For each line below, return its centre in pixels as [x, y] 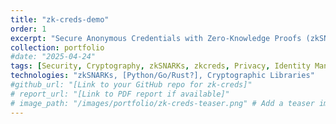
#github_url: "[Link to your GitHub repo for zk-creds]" [131, 85]
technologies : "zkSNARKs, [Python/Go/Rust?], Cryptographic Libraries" [162, 76]
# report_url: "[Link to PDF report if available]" [120, 94]
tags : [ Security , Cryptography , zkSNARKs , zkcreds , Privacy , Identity [160, 66]
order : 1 [28, 29]
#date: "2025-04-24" [53, 57]
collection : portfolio [57, 47]
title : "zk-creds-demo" [60, 19]
